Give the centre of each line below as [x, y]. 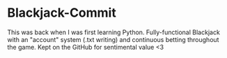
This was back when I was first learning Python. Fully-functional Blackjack [114, 32]
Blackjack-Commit [62, 13]
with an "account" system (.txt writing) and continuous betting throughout [113, 39]
